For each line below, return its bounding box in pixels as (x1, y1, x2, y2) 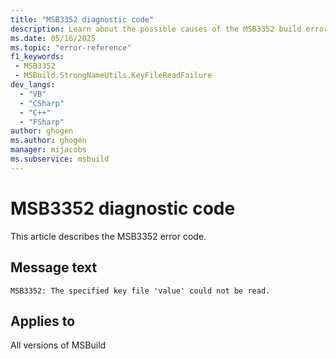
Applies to (10, 312, 76, 330)
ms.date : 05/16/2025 (10, 33, 97, 43)
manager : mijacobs (10, 145, 87, 155)
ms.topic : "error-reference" (10, 42, 132, 53)
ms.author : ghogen (10, 136, 87, 146)
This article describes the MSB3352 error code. (10, 230, 207, 242)
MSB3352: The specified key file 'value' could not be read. (10, 286, 271, 296)
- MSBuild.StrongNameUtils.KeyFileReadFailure (14, 71, 213, 81)
